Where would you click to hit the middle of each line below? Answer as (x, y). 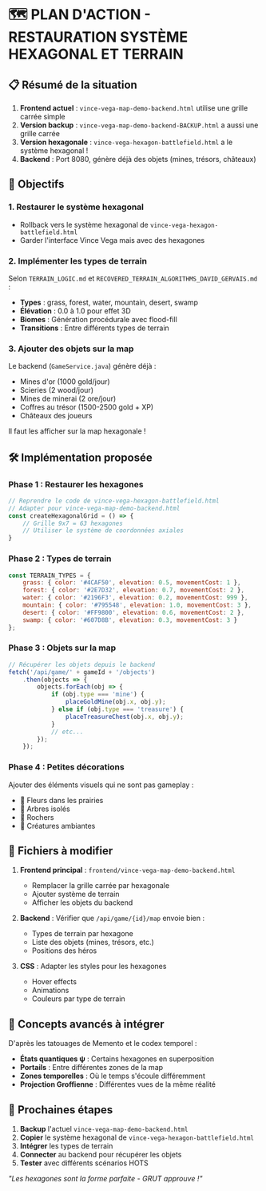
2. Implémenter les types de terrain (78, 260)
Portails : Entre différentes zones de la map (91, 1068)
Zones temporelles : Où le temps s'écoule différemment (112, 1076)
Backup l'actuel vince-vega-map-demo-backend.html (104, 1129)
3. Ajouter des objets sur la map (71, 349)
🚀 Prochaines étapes (61, 1110)
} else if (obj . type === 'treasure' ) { (117, 709)
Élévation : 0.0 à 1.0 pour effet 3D (75, 311)
